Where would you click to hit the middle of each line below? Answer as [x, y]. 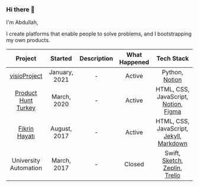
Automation [26, 168]
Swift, [173, 153]
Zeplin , [173, 168]
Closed [134, 164]
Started [61, 59]
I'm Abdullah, [22, 23]
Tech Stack [172, 59]
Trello [173, 176]
